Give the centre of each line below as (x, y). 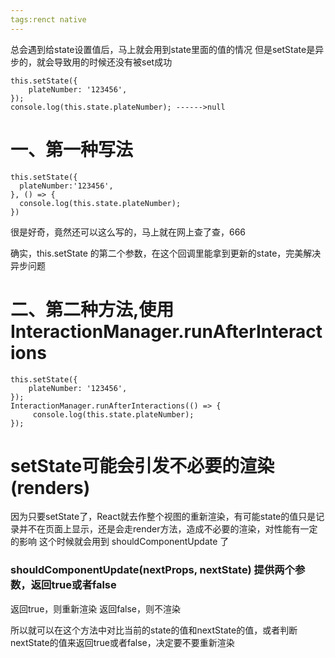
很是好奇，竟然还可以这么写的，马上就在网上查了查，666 (128, 232)
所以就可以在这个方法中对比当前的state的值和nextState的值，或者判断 (154, 630)
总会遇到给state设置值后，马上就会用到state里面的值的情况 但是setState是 (163, 49)
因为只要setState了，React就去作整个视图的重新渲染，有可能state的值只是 (163, 517)
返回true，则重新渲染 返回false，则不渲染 (95, 608)
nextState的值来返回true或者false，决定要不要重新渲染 (122, 642)
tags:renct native (48, 19)
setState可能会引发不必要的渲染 (142, 465)
